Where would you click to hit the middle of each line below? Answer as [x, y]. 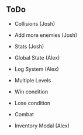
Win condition [31, 91]
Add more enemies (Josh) [46, 35]
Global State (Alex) [37, 57]
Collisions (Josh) [35, 23]
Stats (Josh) [29, 46]
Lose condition [32, 103]
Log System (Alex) [37, 69]
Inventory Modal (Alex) [42, 126]
